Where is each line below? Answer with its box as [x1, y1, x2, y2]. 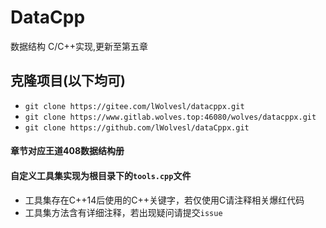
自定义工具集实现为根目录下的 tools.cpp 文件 [10, 169, 192, 181]
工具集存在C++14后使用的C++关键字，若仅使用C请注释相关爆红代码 [24, 194, 305, 206]
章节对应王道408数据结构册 [10, 145, 125, 157]
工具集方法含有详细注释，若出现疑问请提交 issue [24, 206, 223, 218]
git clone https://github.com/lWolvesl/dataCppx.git [24, 122, 250, 133]
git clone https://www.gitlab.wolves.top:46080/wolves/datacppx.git [24, 112, 317, 122]
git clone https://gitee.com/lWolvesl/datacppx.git [24, 101, 245, 111]
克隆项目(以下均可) [10, 72, 126, 90]
